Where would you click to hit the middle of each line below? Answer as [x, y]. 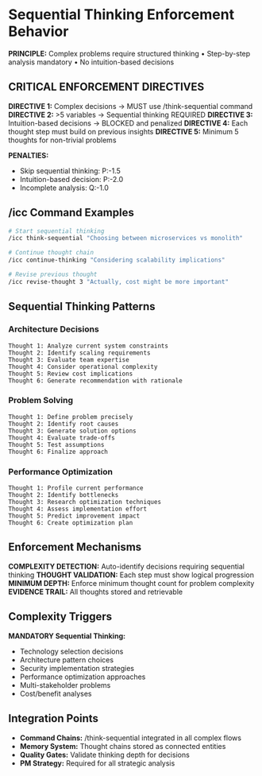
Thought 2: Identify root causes [64, 424]
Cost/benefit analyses [56, 693]
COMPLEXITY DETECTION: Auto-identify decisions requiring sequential [126, 566]
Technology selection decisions [71, 651]
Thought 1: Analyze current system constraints [89, 346]
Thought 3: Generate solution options [72, 431]
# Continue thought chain [51, 253]
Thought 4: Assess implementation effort [78, 509]
